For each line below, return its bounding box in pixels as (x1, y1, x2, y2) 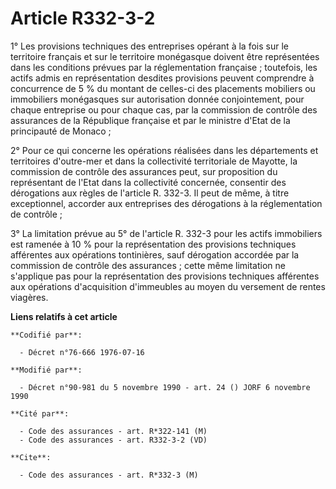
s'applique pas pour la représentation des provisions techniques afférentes (10, 270, 320, 282)
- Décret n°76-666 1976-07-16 (19, 347, 145, 357)
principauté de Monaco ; (10, 125, 112, 137)
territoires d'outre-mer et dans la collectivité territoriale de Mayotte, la (10, 155, 298, 167)
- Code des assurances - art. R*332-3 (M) (19, 470, 199, 480)
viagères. (10, 291, 49, 303)
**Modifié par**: (10, 365, 83, 375)
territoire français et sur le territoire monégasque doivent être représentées (10, 50, 320, 62)
